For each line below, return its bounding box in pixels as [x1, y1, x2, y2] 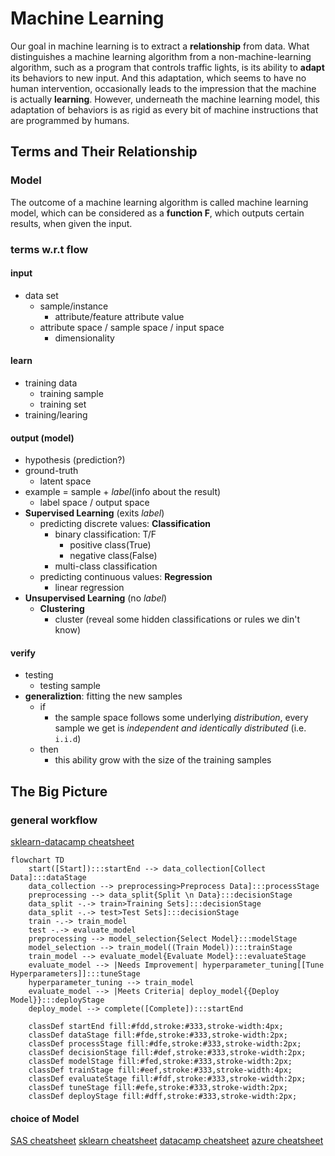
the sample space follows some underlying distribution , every [54, 712, 309, 724]
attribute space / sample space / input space [39, 321, 225, 333]
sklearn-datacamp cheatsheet [10, 836, 135, 848]
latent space [39, 475, 92, 487]
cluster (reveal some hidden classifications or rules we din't [54, 613, 301, 626]
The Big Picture [10, 783, 108, 800]
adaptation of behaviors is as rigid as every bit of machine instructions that [10, 103, 319, 116]
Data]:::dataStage [10, 873, 87, 883]
